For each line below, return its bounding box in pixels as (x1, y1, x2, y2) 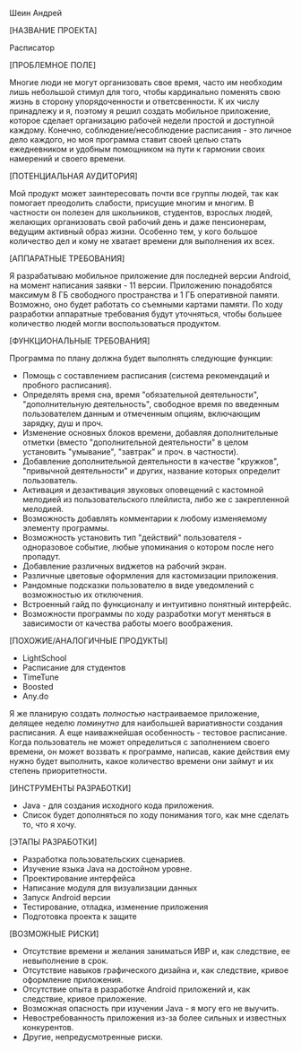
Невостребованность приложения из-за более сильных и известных (21, 1012, 287, 1023)
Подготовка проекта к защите (21, 911, 137, 922)
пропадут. (21, 552, 61, 561)
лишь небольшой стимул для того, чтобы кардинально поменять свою (9, 87, 280, 97)
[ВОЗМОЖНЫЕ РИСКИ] (9, 928, 99, 939)
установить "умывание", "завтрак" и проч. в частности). (21, 447, 239, 456)
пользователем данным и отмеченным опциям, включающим (21, 408, 262, 419)
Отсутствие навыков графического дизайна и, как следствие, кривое (21, 965, 289, 976)
